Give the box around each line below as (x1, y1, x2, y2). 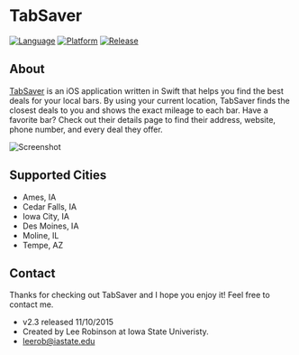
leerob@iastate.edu (22, 336, 95, 347)
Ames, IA (22, 192, 57, 202)
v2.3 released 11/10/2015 (22, 317, 114, 328)
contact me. (9, 299, 54, 310)
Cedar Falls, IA (22, 201, 77, 212)
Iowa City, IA (22, 210, 70, 221)
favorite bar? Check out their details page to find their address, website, (9, 114, 276, 125)
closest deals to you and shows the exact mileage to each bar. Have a (9, 105, 268, 116)
